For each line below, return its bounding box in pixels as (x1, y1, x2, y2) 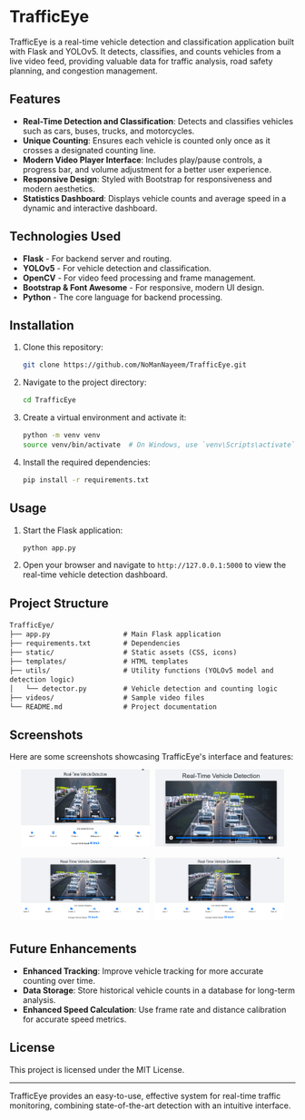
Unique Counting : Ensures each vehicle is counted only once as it (22, 134, 271, 146)
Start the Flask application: (22, 525, 123, 535)
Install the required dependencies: (22, 457, 152, 467)
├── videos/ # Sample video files (9, 693, 205, 702)
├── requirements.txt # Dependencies (9, 639, 181, 648)
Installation (9, 318, 74, 333)
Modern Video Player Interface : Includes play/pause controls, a (22, 154, 263, 165)
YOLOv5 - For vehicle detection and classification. (22, 262, 212, 273)
